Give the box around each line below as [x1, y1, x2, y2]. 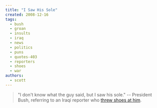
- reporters [10, 59, 35, 64]
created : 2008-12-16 [5, 12, 49, 17]
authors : [5, 73, 24, 78]
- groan [10, 26, 26, 31]
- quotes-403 [10, 54, 37, 60]
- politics [10, 45, 33, 50]
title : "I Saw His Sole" [5, 7, 58, 13]
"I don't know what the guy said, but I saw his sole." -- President [17, 91, 152, 97]
